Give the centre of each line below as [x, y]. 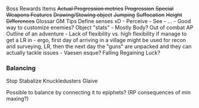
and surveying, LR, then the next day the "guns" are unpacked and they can [99, 46]
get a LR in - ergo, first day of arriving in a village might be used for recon [96, 40]
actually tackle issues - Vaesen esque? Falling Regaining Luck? [83, 53]
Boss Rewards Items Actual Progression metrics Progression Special [90, 9]
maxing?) [18, 99]
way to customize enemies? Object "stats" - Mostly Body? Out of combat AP [100, 27]
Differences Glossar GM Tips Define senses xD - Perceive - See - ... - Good [99, 21]
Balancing [21, 68]
